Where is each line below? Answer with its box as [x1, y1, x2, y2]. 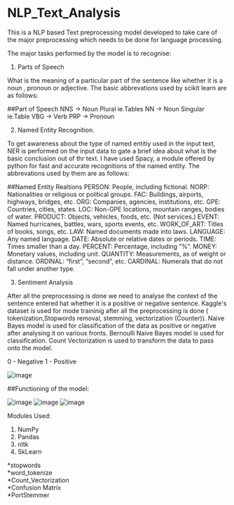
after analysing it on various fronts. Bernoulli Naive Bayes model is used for [7, 328, 224, 337]
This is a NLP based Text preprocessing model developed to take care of [7, 28, 218, 36]
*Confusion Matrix [7, 483, 62, 492]
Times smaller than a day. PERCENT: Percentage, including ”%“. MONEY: [7, 242, 217, 250]
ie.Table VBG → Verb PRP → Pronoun [7, 112, 115, 120]
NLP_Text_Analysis [7, 5, 121, 21]
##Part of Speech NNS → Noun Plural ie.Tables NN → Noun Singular [7, 104, 205, 113]
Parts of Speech [17, 62, 64, 71]
